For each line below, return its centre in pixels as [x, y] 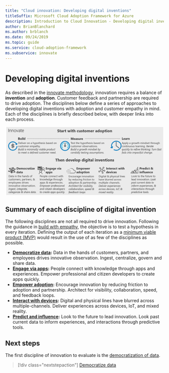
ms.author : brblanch [27, 32]
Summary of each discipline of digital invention [81, 209]
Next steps [23, 343]
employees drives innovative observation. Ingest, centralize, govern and [87, 258]
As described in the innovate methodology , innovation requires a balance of [84, 92]
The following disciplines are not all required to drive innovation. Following [82, 222]
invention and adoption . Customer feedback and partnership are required [82, 98]
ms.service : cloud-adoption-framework [46, 48]
